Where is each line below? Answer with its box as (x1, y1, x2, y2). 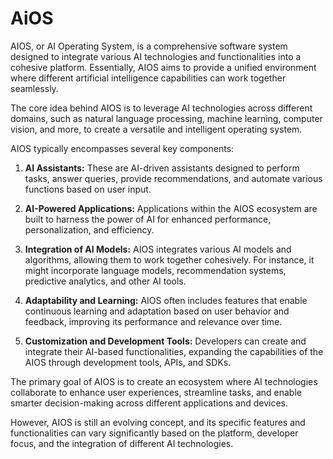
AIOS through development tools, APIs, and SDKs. (24, 356, 232, 368)
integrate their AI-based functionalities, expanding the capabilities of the (24, 345, 324, 357)
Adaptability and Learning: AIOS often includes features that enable (24, 294, 308, 306)
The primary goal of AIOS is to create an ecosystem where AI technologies (10, 375, 318, 387)
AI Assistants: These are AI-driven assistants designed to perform (24, 162, 300, 174)
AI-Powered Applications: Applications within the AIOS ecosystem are (24, 202, 318, 214)
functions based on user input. (24, 183, 152, 195)
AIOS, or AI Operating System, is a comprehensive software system (10, 40, 288, 52)
